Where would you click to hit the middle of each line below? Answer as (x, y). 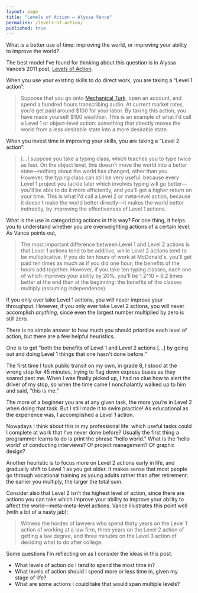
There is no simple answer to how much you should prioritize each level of (97, 330)
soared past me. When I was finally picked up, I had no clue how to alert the (98, 378)
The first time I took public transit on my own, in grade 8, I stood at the (92, 366)
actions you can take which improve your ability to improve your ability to (95, 500)
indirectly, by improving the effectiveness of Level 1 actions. (93, 209)
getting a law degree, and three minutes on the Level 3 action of (98, 536)
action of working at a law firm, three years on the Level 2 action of (102, 530)
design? (16, 451)
